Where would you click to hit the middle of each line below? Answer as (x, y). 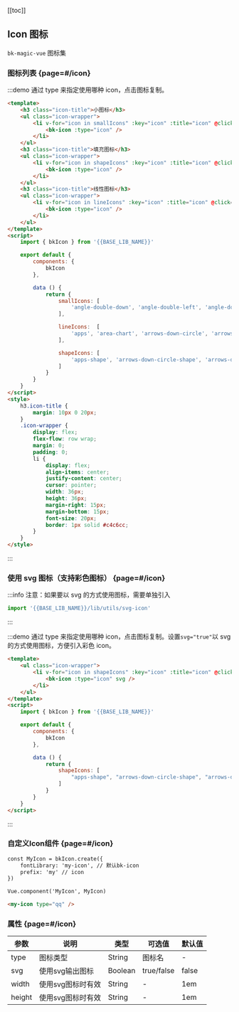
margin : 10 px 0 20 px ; (65, 412)
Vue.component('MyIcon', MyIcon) (57, 892)
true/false (158, 971)
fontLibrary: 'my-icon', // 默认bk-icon (80, 865)
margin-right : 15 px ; (76, 505)
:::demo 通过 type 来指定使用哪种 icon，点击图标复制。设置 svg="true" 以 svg (119, 637)
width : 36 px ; (64, 492)
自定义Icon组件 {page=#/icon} (60, 843)
